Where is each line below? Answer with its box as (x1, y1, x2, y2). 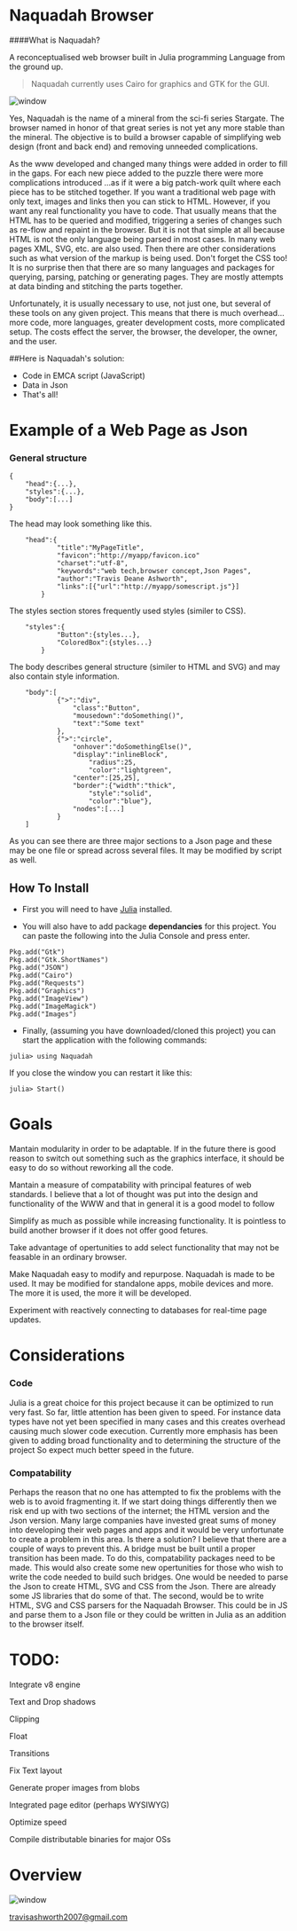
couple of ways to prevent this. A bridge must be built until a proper (9, 1543, 256, 1554)
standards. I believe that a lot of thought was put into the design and (9, 1189, 259, 1200)
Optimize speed (9, 1817, 67, 1827)
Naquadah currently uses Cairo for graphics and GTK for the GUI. (30, 78, 270, 89)
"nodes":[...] (72, 805, 125, 814)
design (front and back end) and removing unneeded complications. (9, 141, 259, 152)
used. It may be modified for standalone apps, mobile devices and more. (9, 1279, 274, 1289)
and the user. (9, 335, 58, 346)
